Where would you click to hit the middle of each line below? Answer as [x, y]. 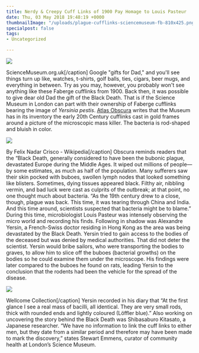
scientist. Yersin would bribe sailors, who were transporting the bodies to [95, 246]
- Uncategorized [26, 39]
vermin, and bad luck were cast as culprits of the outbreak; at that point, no [98, 190]
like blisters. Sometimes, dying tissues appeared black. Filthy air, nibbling [95, 183]
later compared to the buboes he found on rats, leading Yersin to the [90, 265]
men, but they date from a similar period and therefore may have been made [99, 332]
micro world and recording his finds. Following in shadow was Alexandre [94, 221]
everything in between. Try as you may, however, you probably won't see [95, 85]
